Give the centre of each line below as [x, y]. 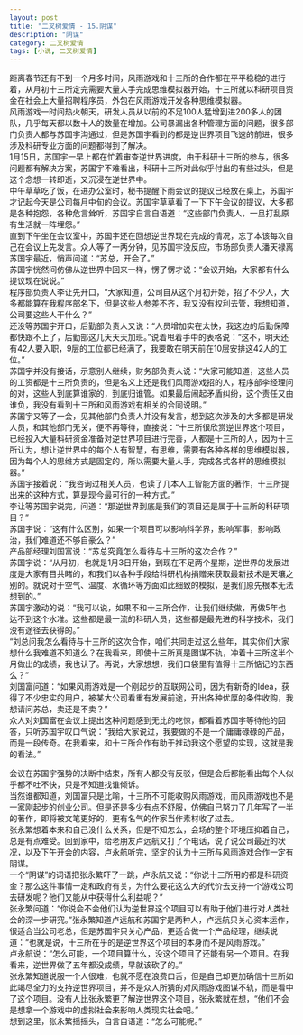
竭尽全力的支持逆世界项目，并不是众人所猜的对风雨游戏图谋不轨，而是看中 [155, 987]
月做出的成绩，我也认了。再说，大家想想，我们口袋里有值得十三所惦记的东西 [151, 664]
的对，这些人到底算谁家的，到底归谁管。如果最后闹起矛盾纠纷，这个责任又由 [151, 394]
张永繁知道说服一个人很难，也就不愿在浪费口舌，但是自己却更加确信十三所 [147, 976]
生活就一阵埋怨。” [49, 224]
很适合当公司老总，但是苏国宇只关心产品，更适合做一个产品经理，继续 [140, 931]
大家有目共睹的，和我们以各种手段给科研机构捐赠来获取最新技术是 [147, 574]
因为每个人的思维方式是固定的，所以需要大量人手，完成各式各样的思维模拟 [147, 462]
